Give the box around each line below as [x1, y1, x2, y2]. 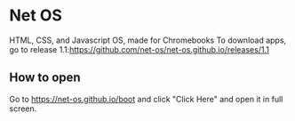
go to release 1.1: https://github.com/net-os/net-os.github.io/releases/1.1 [9, 44, 269, 54]
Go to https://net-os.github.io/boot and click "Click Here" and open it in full [9, 93, 283, 104]
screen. [9, 103, 37, 114]
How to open [9, 70, 82, 85]
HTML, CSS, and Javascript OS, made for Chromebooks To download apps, [9, 35, 287, 45]
